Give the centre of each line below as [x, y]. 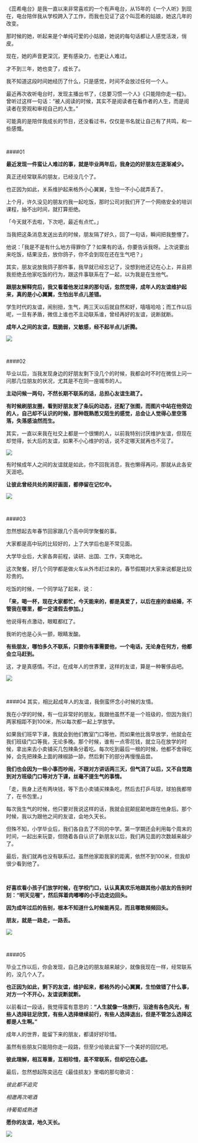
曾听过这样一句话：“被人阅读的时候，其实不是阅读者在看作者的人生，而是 [95, 101]
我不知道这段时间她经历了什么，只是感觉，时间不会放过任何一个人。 [89, 81]
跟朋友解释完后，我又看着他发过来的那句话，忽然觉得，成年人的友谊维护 [94, 287]
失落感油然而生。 [37, 421]
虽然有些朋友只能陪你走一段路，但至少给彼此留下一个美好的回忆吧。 [89, 1047]
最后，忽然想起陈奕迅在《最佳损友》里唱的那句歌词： [71, 1072]
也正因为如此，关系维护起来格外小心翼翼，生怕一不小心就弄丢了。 [86, 189]
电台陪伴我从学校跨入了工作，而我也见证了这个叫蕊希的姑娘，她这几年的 [104, 16]
